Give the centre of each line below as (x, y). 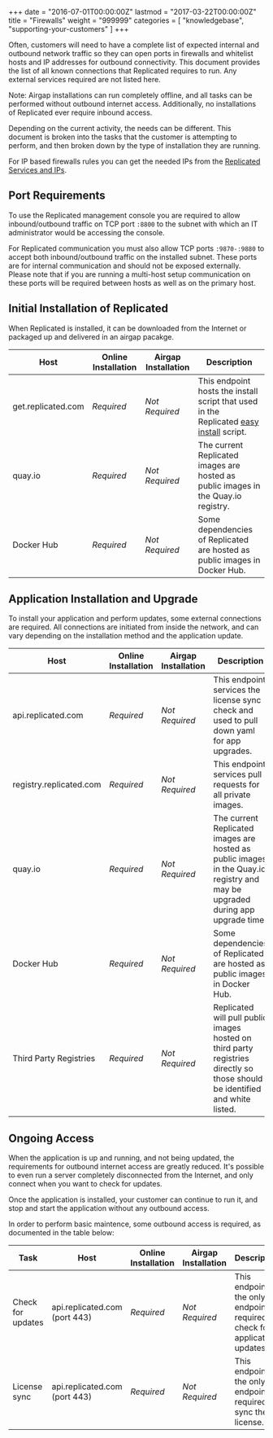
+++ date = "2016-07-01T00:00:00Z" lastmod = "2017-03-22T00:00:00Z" (132, 12)
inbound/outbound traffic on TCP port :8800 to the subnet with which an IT (133, 224)
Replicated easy (228, 421)
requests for (236, 785)
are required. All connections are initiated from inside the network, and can (134, 627)
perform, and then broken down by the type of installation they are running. (134, 145)
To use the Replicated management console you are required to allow (124, 215)
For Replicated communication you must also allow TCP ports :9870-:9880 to (136, 248)
